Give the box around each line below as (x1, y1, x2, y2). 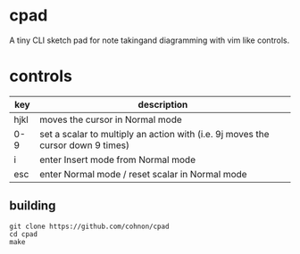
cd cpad (9, 229, 38, 239)
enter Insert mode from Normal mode (39, 153, 196, 166)
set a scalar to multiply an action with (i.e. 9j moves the (39, 127, 270, 140)
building (9, 198, 56, 214)
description (137, 98, 188, 111)
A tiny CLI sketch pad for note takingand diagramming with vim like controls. (9, 35, 290, 45)
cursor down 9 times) (39, 139, 129, 152)
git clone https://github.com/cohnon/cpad (9, 222, 170, 231)
